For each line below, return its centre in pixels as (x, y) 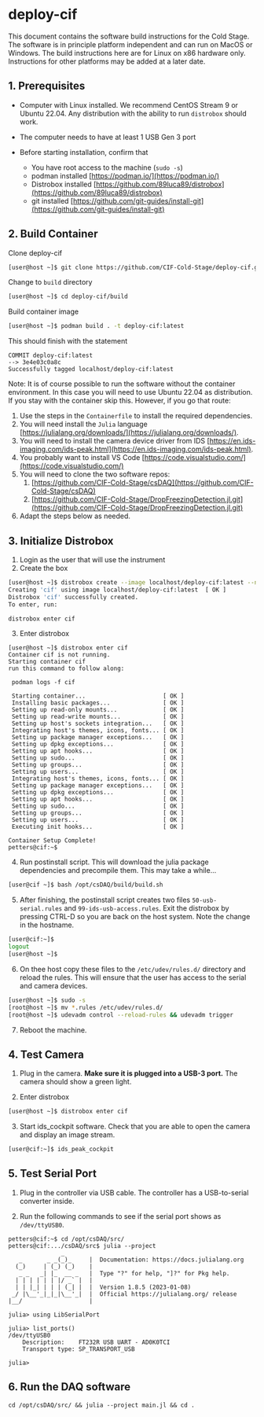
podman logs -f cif (44, 683)
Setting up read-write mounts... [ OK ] (98, 717)
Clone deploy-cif (35, 252)
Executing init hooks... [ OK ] (98, 827)
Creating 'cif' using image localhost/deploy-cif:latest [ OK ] (117, 590)
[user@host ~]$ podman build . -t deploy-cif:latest (96, 326)
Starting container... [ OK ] (98, 696)
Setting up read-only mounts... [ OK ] (98, 710)
